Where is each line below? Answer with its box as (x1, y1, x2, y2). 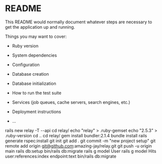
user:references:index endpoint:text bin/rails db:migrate (5, 153, 116, 159)
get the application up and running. (5, 24, 75, 30)
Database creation (12, 71, 49, 77)
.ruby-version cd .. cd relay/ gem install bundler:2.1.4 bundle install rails (5, 132, 147, 138)
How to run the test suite (12, 90, 62, 96)
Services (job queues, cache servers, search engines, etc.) (12, 99, 130, 105)
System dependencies (12, 52, 57, 58)
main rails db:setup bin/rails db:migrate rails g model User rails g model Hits (5, 148, 157, 154)
